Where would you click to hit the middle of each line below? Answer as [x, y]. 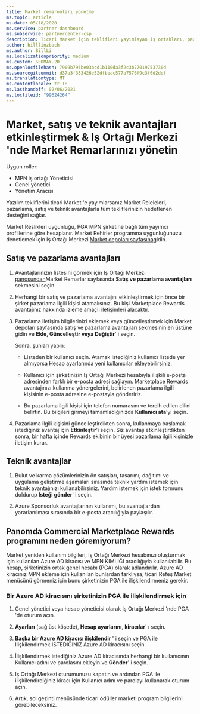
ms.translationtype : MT [36, 78]
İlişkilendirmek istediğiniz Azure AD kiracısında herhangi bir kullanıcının [102, 656]
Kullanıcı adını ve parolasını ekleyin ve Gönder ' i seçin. [82, 663]
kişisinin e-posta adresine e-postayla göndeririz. [83, 394]
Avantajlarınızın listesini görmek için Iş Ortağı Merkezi [80, 272]
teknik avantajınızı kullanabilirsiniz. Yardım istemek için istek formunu [99, 488]
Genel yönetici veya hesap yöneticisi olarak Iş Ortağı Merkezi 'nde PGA [102, 609]
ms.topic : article [29, 17]
